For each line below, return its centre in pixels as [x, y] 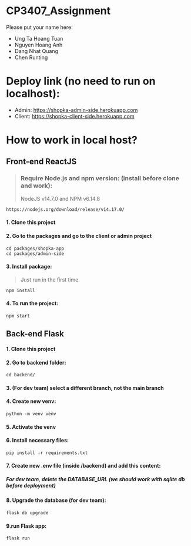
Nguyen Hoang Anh [38, 45]
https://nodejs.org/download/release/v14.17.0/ [66, 209]
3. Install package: [29, 267]
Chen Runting [31, 57]
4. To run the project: [32, 303]
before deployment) [31, 485]
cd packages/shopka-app [35, 249]
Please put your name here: [39, 27]
